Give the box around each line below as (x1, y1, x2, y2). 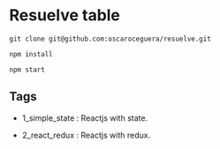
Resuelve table (9, 5, 121, 26)
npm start (9, 65, 46, 74)
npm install (9, 49, 53, 58)
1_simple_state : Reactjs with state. (21, 112, 148, 123)
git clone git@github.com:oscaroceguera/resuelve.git (9, 34, 212, 43)
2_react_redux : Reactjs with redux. (21, 130, 151, 140)
